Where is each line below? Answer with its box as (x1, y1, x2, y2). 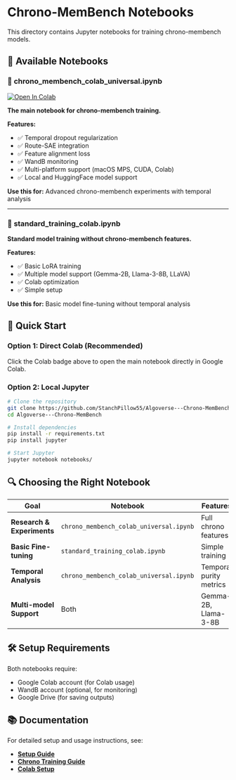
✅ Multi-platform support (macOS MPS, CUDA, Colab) (17, 165, 174, 173)
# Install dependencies (7, 423, 77, 431)
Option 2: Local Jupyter (7, 382, 90, 392)
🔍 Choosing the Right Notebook (7, 476, 151, 489)
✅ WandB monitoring (17, 157, 79, 165)
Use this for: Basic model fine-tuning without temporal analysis (7, 300, 191, 308)
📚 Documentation (7, 714, 89, 726)
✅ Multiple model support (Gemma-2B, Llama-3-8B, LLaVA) (17, 269, 191, 278)
